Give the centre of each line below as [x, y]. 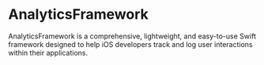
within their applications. [48, 52]
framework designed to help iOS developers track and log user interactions [130, 44]
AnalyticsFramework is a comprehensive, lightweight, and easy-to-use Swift [132, 36]
